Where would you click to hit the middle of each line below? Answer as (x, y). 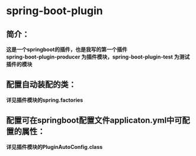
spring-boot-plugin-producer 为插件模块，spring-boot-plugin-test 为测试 (98, 57)
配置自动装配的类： (41, 85)
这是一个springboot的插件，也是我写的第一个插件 (67, 49)
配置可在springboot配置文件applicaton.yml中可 (94, 120)
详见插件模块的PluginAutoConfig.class (54, 147)
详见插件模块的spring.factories (45, 100)
